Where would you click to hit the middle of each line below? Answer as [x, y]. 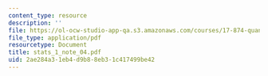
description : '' [35, 23]
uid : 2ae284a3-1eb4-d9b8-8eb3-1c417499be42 [82, 60]
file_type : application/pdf [55, 38]
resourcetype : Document [48, 45]
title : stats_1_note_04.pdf [55, 52]
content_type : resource [48, 15]
